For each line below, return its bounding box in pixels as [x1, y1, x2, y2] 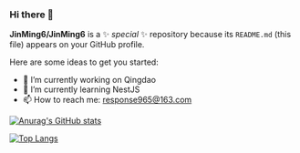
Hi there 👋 [9, 8, 55, 21]
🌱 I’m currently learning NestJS [22, 84, 140, 95]
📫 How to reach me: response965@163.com [22, 95, 192, 106]
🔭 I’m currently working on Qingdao [22, 75, 157, 86]
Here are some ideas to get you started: [9, 56, 160, 67]
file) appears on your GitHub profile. [9, 39, 145, 50]
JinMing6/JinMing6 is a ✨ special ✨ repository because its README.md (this [9, 29, 292, 40]
